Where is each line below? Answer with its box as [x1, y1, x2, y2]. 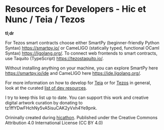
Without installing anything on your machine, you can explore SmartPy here [5, 65, 159, 71]
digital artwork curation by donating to [5, 99, 83, 105]
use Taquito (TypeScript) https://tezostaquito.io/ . [5, 55, 104, 61]
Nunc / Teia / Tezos [5, 14, 85, 25]
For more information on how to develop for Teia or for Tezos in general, [5, 80, 151, 86]
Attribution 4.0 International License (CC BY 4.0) [5, 120, 103, 126]
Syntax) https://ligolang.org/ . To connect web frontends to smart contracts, [5, 50, 158, 56]
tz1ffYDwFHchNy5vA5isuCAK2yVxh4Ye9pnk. [5, 105, 98, 111]
